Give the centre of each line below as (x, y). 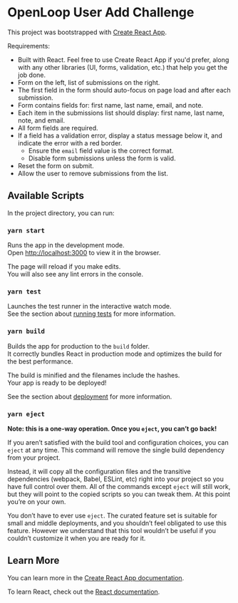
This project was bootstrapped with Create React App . (87, 32)
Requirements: (29, 46)
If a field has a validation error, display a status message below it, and (120, 135)
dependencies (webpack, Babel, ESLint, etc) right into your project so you (116, 479)
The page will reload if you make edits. (64, 267)
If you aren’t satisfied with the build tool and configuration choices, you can (118, 442)
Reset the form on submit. (56, 165)
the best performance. (40, 361)
